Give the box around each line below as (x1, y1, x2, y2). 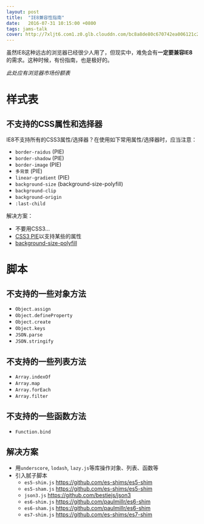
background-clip (15, 188, 56, 194)
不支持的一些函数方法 (6, 411, 86, 422)
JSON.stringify (15, 338, 54, 344)
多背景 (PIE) (15, 167, 42, 175)
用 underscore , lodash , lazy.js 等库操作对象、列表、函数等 (15, 464, 159, 471)
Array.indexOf (15, 374, 51, 380)
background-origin (15, 195, 62, 201)
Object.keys (15, 326, 46, 332)
